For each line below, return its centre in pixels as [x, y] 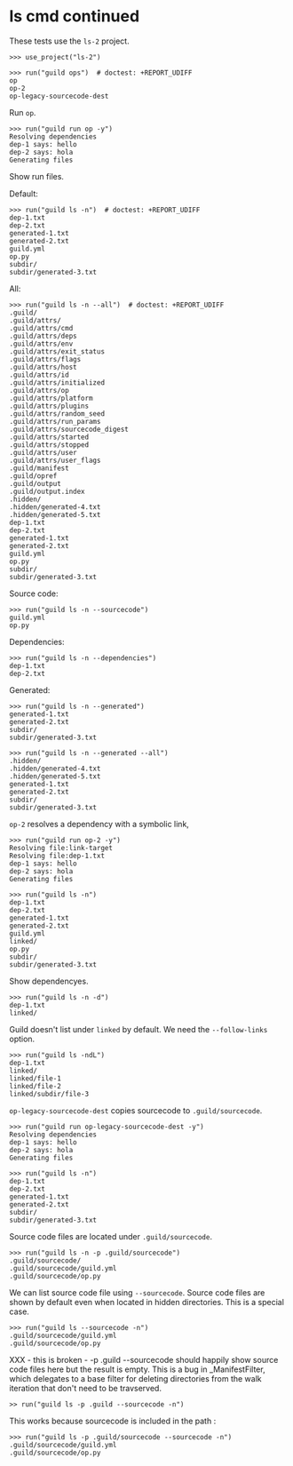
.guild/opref [33, 476]
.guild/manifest [39, 468]
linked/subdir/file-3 [49, 1094]
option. [22, 1039]
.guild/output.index [48, 491]
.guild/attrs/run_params [55, 421]
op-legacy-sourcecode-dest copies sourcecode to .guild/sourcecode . [136, 1110]
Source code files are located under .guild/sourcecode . [111, 1236]
